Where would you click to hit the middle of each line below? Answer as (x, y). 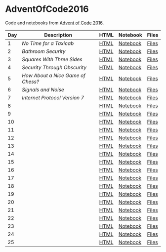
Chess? (31, 82)
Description (58, 35)
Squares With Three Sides (52, 59)
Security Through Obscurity (54, 67)
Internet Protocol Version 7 (53, 97)
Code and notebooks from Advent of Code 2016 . (55, 23)
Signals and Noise (43, 89)
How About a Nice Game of (54, 75)
